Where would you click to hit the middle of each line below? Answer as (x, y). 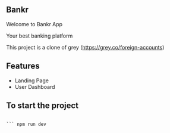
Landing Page (32, 81)
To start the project (42, 106)
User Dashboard (35, 86)
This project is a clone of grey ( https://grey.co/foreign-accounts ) (85, 47)
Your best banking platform (40, 36)
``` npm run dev (26, 125)
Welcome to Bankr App (34, 24)
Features (23, 66)
